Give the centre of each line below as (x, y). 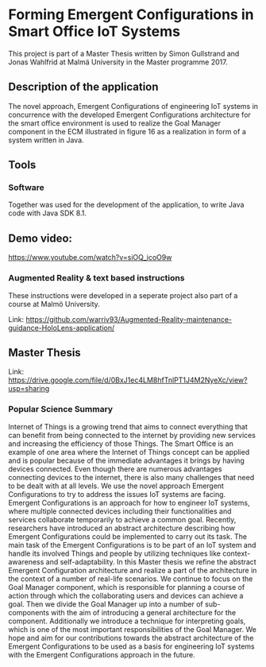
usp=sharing (29, 389)
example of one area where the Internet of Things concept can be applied (129, 452)
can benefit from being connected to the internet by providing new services (132, 435)
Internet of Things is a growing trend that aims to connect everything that (128, 426)
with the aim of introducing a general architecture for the (144, 612)
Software (27, 188)
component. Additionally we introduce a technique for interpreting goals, (127, 621)
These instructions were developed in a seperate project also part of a (123, 295)
